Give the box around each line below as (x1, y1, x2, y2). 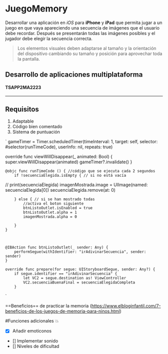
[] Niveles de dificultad (12, 343, 59, 349)
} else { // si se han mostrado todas (14, 197, 95, 202)
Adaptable (12, 118, 34, 124)
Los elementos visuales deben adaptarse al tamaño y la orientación (17, 45, 156, 51)
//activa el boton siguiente (23, 201, 84, 206)
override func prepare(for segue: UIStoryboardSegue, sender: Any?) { (5, 267, 155, 272)
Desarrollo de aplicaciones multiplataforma (5, 71, 143, 79)
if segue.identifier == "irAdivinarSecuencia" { (14, 271, 117, 276)
